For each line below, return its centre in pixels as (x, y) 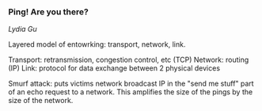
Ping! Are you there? (48, 12)
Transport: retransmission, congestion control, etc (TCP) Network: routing (129, 60)
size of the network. (41, 101)
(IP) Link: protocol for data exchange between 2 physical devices (114, 68)
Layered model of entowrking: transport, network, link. (97, 44)
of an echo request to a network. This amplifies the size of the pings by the (131, 92)
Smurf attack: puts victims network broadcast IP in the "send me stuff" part (131, 84)
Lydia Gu (23, 29)
